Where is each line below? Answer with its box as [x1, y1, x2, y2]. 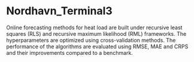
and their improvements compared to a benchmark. [6, 49, 133, 56]
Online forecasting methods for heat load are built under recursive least [6, 24, 183, 31]
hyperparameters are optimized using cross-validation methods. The [6, 36, 176, 44]
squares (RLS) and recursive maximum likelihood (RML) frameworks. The [6, 30, 187, 37]
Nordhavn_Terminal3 [6, 4, 113, 18]
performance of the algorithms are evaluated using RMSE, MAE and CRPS [6, 43, 189, 50]
